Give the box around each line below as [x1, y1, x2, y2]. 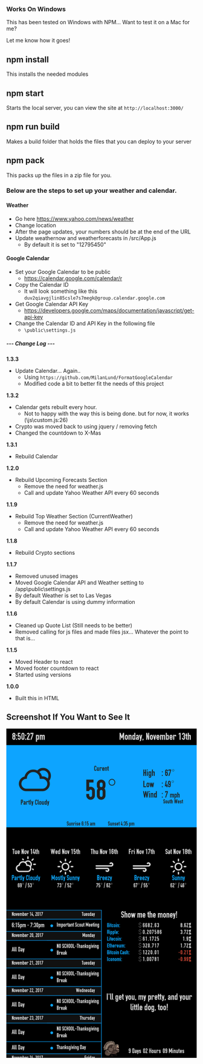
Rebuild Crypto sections [14, 549, 76, 556]
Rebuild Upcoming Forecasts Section [14, 476, 108, 483]
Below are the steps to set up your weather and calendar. [6, 187, 177, 195]
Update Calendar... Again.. [14, 367, 81, 374]
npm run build [6, 122, 60, 132]
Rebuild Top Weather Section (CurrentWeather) [14, 512, 133, 520]
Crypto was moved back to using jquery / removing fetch [14, 423, 157, 430]
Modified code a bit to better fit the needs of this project [24, 380, 164, 387]
